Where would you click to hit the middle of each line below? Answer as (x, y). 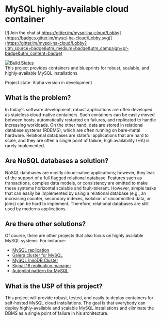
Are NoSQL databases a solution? (57, 161)
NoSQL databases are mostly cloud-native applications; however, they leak (80, 172)
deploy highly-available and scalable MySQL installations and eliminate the (80, 308)
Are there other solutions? (46, 224)
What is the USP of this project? (54, 286)
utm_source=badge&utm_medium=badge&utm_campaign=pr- (67, 48)
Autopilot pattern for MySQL (40, 271)
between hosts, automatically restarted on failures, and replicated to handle (80, 119)
